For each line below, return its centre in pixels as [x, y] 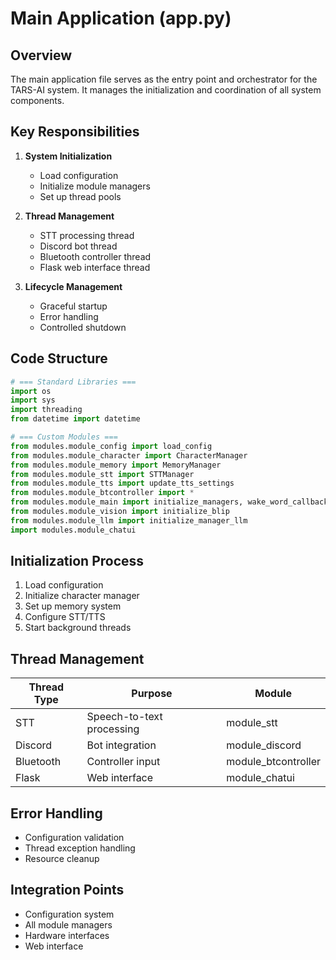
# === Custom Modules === [64, 437]
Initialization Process [77, 561]
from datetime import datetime [75, 419]
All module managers [68, 924]
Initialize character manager [82, 596]
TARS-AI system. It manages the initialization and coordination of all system [166, 90]
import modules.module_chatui [73, 530]
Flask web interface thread [95, 267]
